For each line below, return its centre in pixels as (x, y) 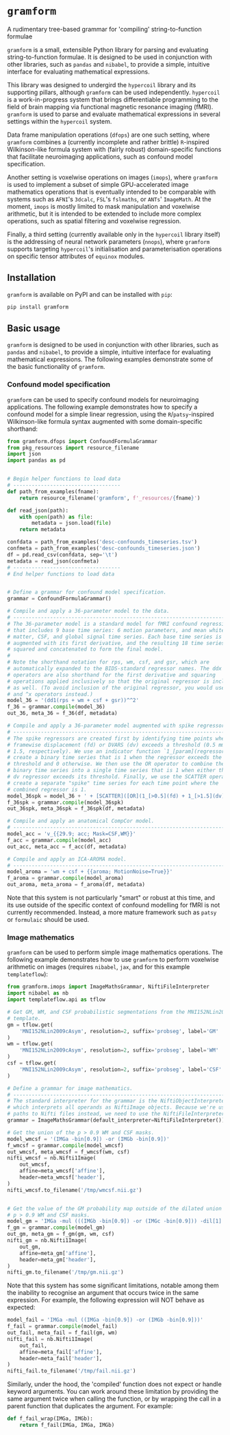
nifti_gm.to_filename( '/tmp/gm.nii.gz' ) (66, 1272)
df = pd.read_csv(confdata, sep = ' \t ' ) (62, 554)
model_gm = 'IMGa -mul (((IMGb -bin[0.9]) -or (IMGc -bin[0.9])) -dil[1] (115, 1221)
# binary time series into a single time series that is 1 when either (111, 771)
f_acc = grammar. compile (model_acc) (59, 840)
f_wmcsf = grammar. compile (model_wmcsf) (66, 1145)
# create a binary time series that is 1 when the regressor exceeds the (115, 758)
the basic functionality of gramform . (56, 367)
